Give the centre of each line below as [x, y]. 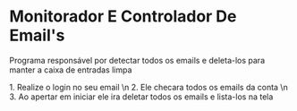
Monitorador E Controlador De [123, 17]
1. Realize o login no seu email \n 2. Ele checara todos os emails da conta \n [148, 87]
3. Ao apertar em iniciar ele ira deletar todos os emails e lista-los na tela [141, 97]
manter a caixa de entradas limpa [71, 70]
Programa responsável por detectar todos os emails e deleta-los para [137, 60]
